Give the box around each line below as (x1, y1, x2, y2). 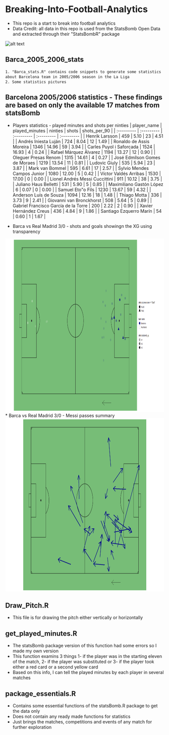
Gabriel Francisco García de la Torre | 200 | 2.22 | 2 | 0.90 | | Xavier (12, 203, 153, 209)
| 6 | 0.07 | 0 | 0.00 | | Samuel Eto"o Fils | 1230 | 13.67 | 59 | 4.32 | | (12, 187, 151, 193)
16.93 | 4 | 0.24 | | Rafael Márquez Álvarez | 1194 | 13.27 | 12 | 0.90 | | (12, 149, 155, 155)
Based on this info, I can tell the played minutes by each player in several (12, 669, 164, 676)
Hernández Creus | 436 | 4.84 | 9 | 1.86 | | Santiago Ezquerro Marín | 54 (12, 208, 162, 214)
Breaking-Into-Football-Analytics (5, 4, 148, 15)
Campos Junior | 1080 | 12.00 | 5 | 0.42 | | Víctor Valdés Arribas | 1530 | (12, 170, 161, 176)
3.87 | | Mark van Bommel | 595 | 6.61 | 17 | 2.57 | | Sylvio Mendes (12, 165, 149, 171)
